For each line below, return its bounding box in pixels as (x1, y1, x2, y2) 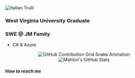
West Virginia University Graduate (5, 17, 90, 24)
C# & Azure (12, 42, 36, 48)
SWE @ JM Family (5, 30, 50, 37)
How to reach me (5, 68, 41, 74)
